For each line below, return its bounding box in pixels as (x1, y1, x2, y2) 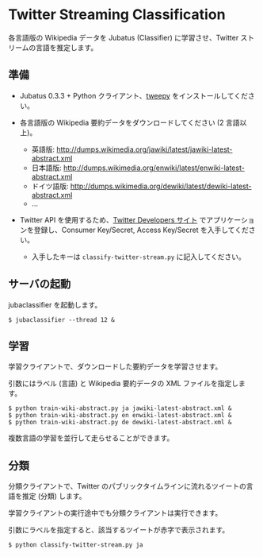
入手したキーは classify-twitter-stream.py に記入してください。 (31, 252, 246, 261)
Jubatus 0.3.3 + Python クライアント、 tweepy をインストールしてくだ (19, 91, 248, 100)
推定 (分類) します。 (21, 491, 86, 501)
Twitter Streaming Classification (8, 6, 226, 24)
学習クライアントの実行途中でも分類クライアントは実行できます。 (8, 509, 223, 518)
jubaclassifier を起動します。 (8, 300, 102, 309)
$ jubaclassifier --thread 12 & (8, 315, 115, 323)
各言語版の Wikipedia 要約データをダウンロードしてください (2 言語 (19, 118, 240, 127)
